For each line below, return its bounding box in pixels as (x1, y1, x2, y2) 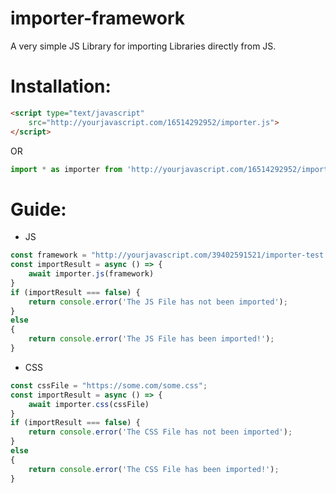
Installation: (10, 75, 112, 98)
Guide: (10, 198, 67, 221)
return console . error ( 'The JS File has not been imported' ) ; (28, 297, 288, 307)
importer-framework (10, 7, 185, 30)
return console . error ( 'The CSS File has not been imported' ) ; (28, 427, 293, 437)
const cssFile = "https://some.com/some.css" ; (10, 380, 208, 391)
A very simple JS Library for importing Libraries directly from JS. (10, 40, 277, 52)
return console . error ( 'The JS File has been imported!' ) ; (28, 334, 275, 344)
